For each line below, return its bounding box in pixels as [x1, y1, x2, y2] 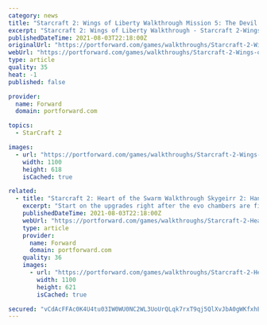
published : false [8, 78, 66, 86]
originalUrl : [8, 41, 52, 49]
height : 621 [37, 283, 77, 291]
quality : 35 [8, 64, 48, 72]
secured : [8, 305, 37, 313]
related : [8, 188, 37, 195]
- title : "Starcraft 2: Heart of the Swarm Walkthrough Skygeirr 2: [15, 195, 247, 203]
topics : [8, 122, 34, 130]
